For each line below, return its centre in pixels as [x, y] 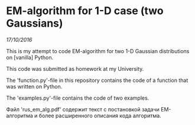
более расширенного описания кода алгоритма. [100, 116]
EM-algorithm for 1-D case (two [85, 11]
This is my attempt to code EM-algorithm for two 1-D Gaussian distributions [98, 51]
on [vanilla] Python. [30, 57]
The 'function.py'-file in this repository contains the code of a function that [97, 80]
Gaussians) [35, 23]
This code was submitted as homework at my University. [75, 68]
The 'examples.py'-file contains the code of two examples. [78, 98]
